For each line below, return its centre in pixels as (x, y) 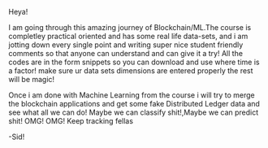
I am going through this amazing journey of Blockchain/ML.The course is (130, 27)
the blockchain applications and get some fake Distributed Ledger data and (134, 104)
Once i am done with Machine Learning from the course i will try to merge (132, 95)
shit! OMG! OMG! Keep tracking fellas (71, 121)
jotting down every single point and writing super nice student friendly (126, 45)
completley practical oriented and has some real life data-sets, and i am (128, 36)
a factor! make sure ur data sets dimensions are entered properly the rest (131, 71)
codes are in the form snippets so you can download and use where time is (134, 62)
